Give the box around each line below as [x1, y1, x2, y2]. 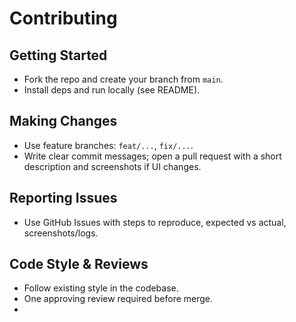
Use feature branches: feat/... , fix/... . [23, 139, 194, 151]
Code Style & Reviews [9, 256, 149, 273]
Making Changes [9, 113, 118, 130]
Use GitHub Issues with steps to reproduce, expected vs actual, [23, 216, 287, 228]
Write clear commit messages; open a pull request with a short [23, 150, 282, 162]
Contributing [9, 7, 118, 30]
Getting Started [9, 47, 108, 64]
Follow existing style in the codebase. [23, 282, 179, 294]
